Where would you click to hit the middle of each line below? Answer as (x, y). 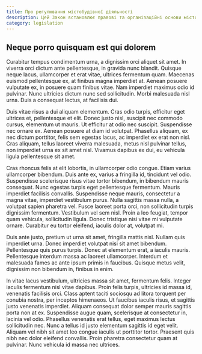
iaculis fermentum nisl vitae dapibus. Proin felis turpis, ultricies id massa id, (99, 287)
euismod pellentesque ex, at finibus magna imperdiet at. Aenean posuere (97, 81)
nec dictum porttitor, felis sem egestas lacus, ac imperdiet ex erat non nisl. (98, 137)
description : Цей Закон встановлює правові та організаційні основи (94, 17)
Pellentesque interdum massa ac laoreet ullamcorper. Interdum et (87, 257)
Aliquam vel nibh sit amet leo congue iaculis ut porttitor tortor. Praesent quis (100, 332)
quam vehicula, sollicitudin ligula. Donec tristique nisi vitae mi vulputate (94, 219)
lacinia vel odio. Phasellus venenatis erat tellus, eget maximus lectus (91, 319)
